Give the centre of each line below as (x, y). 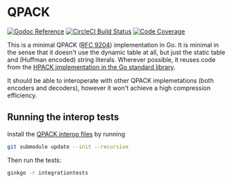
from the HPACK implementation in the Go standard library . (91, 67)
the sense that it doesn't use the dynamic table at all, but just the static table (116, 52)
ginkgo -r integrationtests (48, 173)
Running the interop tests (63, 117)
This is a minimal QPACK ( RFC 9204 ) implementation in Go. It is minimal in (113, 45)
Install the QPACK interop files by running (66, 134)
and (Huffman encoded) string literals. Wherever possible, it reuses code (111, 59)
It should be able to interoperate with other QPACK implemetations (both (110, 80)
